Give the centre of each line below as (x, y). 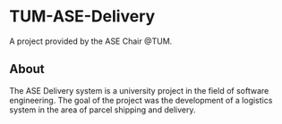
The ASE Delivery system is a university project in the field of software (139, 90)
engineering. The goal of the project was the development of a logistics (141, 100)
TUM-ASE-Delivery (82, 17)
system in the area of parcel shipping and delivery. (103, 110)
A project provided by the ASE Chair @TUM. (91, 41)
